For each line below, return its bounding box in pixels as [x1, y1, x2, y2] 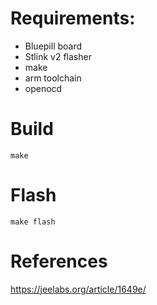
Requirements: [10, 7, 136, 30]
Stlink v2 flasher [24, 50, 92, 62]
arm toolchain [24, 72, 82, 84]
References [10, 250, 108, 272]
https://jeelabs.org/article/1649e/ [10, 283, 147, 295]
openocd [24, 82, 63, 94]
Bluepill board [24, 40, 83, 52]
